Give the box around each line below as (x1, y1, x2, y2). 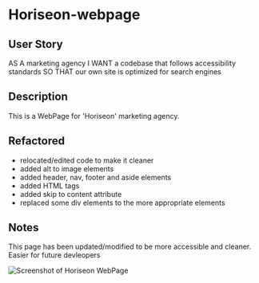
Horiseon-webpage (8, 6, 141, 24)
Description (8, 90, 68, 104)
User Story (8, 37, 63, 51)
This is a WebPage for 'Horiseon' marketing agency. (8, 111, 180, 120)
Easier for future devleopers (8, 250, 101, 260)
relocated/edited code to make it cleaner (19, 155, 154, 165)
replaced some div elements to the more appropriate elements (19, 198, 225, 207)
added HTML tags (19, 181, 80, 191)
